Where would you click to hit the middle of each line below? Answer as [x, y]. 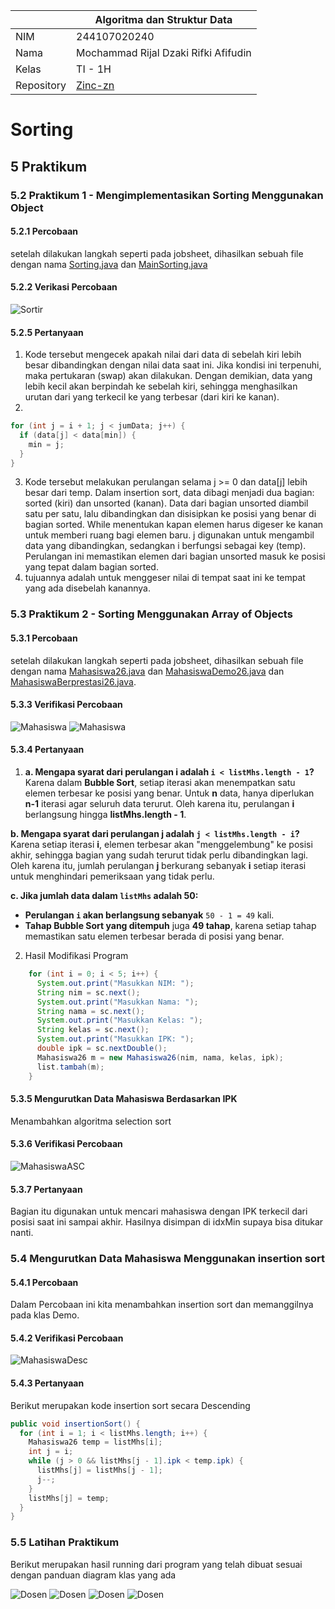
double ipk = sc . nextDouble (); [102, 1049]
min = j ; [46, 444]
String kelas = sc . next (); [93, 1030]
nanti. [22, 1233]
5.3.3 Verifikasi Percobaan [66, 705]
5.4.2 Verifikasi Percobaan [67, 1338]
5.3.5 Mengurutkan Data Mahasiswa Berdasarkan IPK [124, 1099]
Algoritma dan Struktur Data [163, 19]
